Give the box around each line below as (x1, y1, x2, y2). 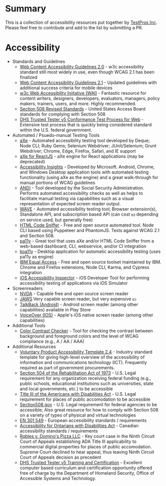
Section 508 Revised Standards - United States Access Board (19, 106, 146, 112)
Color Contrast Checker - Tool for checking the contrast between (19, 328, 153, 334)
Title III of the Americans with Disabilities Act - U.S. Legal (19, 391, 136, 397)
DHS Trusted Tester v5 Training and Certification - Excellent (19, 459, 142, 465)
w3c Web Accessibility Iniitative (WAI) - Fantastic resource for (19, 90, 147, 96)
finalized (19, 74, 38, 80)
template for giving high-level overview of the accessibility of (19, 354, 145, 360)
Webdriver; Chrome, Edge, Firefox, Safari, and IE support (19, 148, 136, 154)
